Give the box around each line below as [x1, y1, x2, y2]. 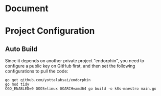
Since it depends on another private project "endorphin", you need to [5, 58, 144, 64]
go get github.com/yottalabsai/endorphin [5, 78, 91, 83]
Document [5, 3, 49, 14]
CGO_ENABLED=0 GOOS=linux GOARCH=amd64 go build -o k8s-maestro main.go [5, 86, 157, 91]
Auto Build [5, 45, 38, 53]
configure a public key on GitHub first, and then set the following [5, 63, 136, 69]
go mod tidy [5, 82, 29, 87]
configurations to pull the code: [5, 68, 69, 74]
